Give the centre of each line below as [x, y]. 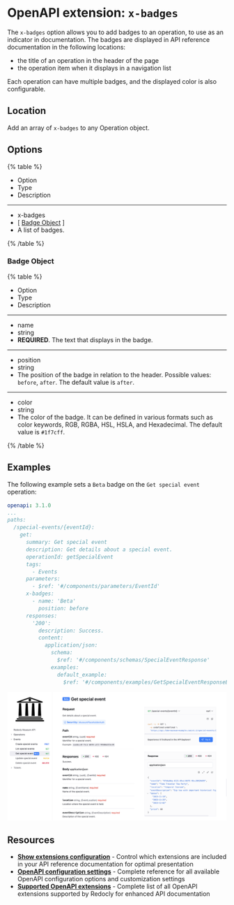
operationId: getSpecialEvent [69, 557]
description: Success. [71, 631]
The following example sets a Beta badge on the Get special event [103, 484]
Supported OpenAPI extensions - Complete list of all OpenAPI [107, 886]
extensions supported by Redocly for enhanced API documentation [114, 894]
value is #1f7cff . [41, 432]
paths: [17, 520]
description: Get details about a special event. [99, 550]
